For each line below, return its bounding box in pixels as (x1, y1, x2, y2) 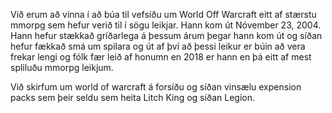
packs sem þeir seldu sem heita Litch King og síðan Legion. (10, 92, 256, 103)
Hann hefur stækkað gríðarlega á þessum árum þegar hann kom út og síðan (10, 30, 323, 41)
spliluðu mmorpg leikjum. (10, 62, 114, 73)
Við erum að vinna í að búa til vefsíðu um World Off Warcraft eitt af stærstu (10, 9, 317, 20)
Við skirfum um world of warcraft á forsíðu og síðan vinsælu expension (10, 81, 302, 93)
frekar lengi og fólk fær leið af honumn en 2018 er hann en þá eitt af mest (10, 51, 312, 63)
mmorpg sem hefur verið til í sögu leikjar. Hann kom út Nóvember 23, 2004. (10, 19, 322, 31)
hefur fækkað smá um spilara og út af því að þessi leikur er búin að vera (10, 40, 306, 52)
